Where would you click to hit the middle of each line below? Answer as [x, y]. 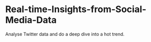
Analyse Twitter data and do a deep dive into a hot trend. [65, 34]
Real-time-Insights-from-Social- [76, 9]
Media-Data [31, 20]
